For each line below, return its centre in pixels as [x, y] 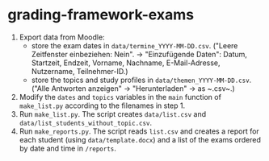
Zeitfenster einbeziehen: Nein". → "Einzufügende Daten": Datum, [139, 54]
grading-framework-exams [101, 15]
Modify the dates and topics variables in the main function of [120, 97]
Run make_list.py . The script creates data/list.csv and [113, 114]
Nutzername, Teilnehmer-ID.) [80, 71]
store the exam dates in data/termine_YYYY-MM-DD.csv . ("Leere [134, 45]
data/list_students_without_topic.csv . [86, 122]
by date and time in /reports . [67, 148]
